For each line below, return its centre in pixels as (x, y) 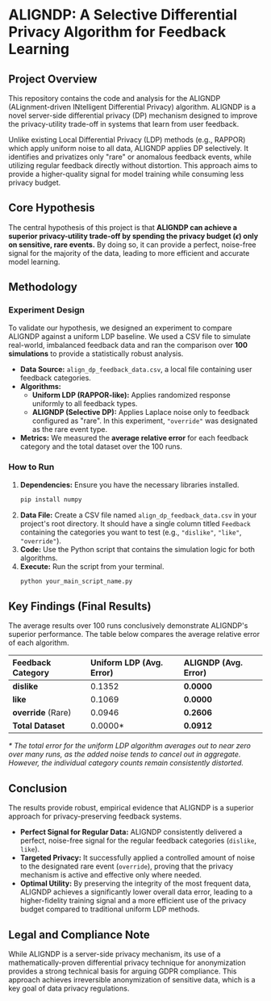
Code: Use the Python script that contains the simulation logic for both (138, 549)
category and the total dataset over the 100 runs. (101, 446)
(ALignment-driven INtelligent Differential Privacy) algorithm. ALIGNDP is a (132, 107)
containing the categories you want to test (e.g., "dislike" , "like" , (131, 532)
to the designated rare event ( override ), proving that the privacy (127, 866)
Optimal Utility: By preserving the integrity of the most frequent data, (135, 884)
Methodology (43, 287)
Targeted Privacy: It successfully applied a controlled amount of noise (138, 858)
